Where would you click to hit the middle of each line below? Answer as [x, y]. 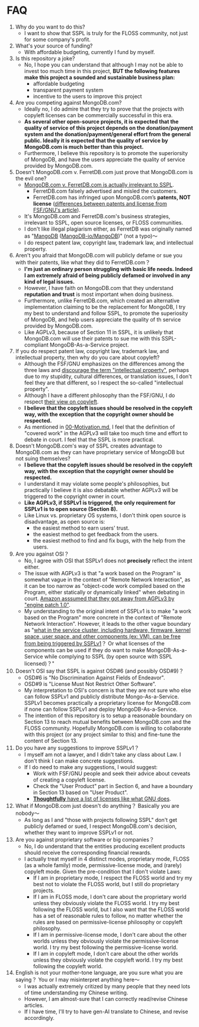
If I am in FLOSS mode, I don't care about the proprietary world [110, 897]
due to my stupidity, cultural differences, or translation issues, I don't [108, 376]
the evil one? [31, 178]
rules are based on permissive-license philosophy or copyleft [108, 922]
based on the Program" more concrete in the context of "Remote [103, 617]
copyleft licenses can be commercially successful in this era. [98, 115]
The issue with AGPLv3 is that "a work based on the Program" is [102, 573]
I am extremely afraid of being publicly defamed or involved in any [107, 275]
